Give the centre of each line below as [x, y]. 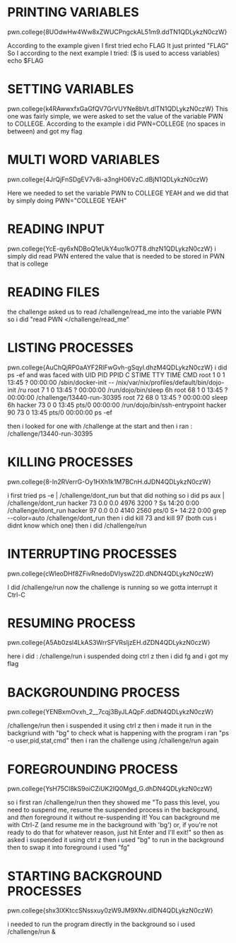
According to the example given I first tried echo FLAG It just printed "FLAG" [118, 45]
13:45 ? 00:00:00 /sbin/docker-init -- [61, 382]
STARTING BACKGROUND [85, 876]
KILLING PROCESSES [70, 462]
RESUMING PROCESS [71, 623]
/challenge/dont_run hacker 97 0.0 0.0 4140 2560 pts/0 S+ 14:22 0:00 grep [117, 510]
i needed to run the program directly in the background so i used [101, 924]
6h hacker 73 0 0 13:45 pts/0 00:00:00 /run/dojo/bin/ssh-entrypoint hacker [117, 405]
